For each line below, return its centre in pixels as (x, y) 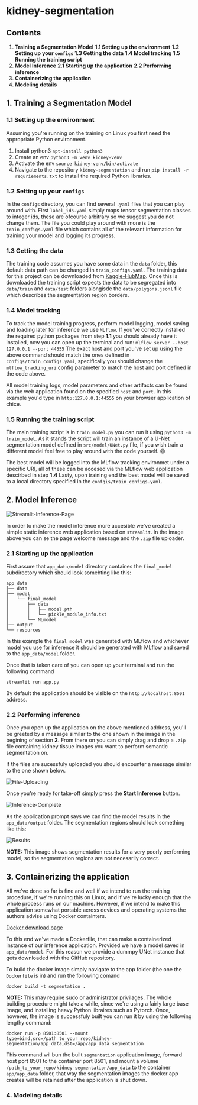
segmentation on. (27, 753)
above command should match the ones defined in (68, 355)
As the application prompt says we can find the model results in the (88, 816)
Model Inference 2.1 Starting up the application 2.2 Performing (93, 66)
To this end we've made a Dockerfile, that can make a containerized (89, 939)
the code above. (26, 373)
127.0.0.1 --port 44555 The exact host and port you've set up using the (94, 348)
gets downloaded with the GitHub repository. (61, 958)
